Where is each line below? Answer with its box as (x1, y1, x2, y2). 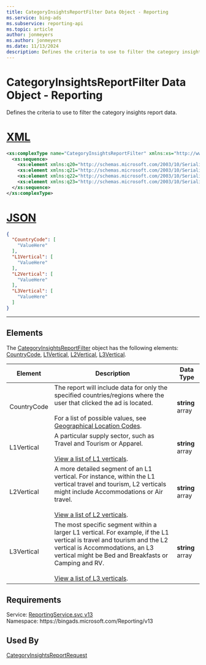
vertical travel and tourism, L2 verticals (54, 479, 167, 488)
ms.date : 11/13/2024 (6, 44, 59, 50)
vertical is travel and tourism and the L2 (54, 536, 169, 544)
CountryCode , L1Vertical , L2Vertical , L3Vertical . (6, 351, 127, 358)
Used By (6, 635, 39, 645)
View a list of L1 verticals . (54, 454, 129, 463)
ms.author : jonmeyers (6, 37, 62, 44)
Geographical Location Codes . (54, 421, 142, 430)
